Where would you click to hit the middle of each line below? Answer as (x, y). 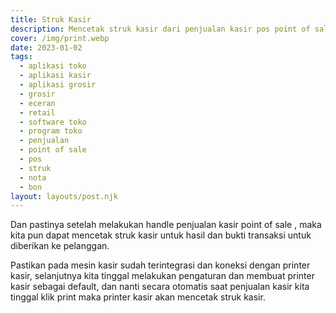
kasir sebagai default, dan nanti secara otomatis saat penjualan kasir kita (160, 287)
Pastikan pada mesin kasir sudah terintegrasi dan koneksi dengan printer (160, 265)
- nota (33, 177)
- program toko (51, 131)
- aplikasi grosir (58, 85)
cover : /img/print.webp (60, 38)
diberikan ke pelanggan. (60, 246)
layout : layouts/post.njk (64, 196)
